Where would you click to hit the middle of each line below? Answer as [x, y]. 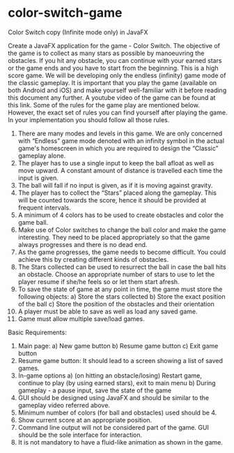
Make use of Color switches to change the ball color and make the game [122, 230]
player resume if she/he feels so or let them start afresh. [99, 281]
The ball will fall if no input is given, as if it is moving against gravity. [115, 185]
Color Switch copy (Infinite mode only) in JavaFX [78, 32]
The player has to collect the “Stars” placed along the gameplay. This [117, 193]
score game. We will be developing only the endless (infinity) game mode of [117, 75]
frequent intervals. [45, 207]
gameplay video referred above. [64, 405]
